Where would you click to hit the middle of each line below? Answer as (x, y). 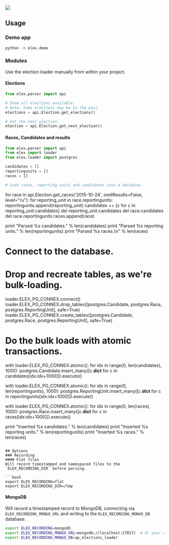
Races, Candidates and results (38, 137)
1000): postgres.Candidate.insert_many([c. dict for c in (61, 371)
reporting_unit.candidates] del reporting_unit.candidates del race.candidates (84, 211)
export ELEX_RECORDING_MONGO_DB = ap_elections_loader (62, 537)
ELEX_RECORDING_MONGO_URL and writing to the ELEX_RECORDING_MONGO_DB (77, 513)
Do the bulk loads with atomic (68, 341)
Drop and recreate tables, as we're (78, 275)
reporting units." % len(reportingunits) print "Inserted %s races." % (75, 432)
